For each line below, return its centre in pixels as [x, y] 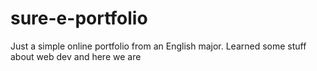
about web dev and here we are [76, 56]
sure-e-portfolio [79, 18]
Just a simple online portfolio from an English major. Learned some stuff [158, 46]
